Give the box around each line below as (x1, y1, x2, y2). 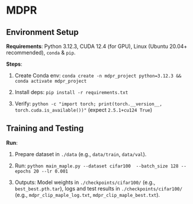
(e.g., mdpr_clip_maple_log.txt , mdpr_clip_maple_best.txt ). (14, 191, 160, 198)
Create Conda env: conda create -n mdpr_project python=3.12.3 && (14, 72, 182, 79)
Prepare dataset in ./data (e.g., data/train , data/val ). (14, 150, 147, 157)
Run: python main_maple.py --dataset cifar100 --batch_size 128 (14, 162, 179, 169)
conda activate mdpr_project (14, 78, 87, 84)
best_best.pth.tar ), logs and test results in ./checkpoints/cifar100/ (14, 184, 182, 192)
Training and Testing (6, 124, 84, 134)
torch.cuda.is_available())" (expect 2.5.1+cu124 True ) (14, 106, 153, 113)
